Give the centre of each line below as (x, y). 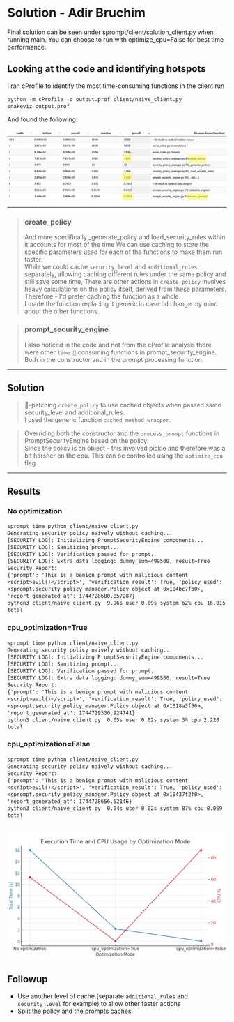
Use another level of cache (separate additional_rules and (102, 996)
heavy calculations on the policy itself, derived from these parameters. (125, 289)
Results (24, 491)
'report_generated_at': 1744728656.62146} (70, 801)
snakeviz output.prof (39, 106)
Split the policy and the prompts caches (74, 1011)
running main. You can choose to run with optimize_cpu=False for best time (116, 39)
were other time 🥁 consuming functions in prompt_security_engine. (120, 352)
